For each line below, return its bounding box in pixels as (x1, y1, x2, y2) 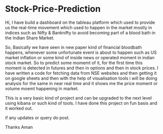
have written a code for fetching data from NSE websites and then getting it (5, 70, 157, 76)
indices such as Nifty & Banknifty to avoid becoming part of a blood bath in (5, 30, 156, 35)
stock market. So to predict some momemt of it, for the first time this (5, 60, 143, 66)
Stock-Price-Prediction (5, 3, 101, 15)
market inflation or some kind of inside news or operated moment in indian (5, 54, 155, 60)
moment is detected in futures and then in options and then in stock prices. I (5, 65, 159, 71)
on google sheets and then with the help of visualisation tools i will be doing (5, 75, 158, 81)
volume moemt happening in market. (5, 85, 79, 91)
